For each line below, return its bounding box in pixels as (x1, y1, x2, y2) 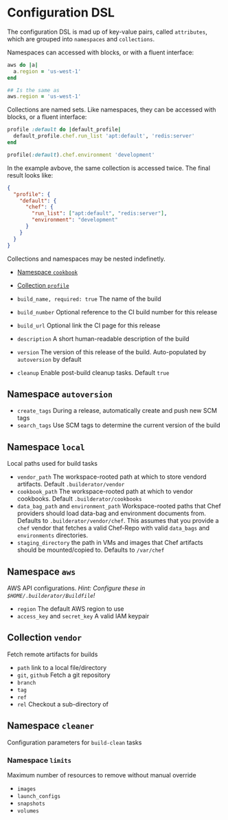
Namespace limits (7, 755, 72, 765)
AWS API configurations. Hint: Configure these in (7, 584, 146, 592)
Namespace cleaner (7, 720, 95, 732)
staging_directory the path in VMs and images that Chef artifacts (16, 539, 204, 547)
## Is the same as (7, 87, 60, 94)
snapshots (16, 800, 46, 807)
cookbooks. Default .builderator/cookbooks (16, 495, 142, 503)
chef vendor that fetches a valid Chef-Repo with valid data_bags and (16, 524, 210, 532)
